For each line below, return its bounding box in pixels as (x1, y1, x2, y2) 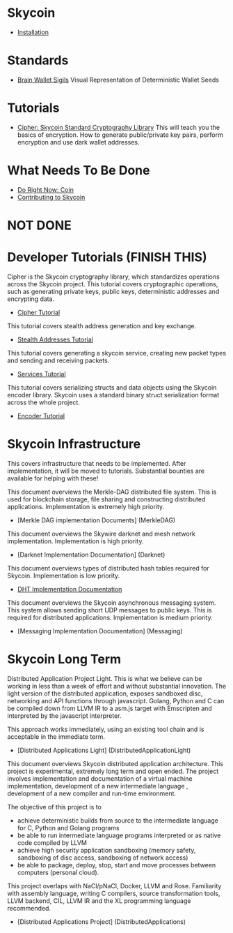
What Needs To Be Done (7, 163, 150, 178)
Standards (7, 52, 69, 68)
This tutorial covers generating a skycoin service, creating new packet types (7, 348, 227, 357)
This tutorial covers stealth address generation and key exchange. (7, 321, 197, 330)
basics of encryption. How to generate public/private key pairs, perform (17, 131, 224, 139)
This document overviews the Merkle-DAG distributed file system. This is (7, 487, 217, 496)
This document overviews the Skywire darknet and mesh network (7, 529, 196, 538)
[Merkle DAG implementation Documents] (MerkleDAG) (17, 515, 176, 524)
